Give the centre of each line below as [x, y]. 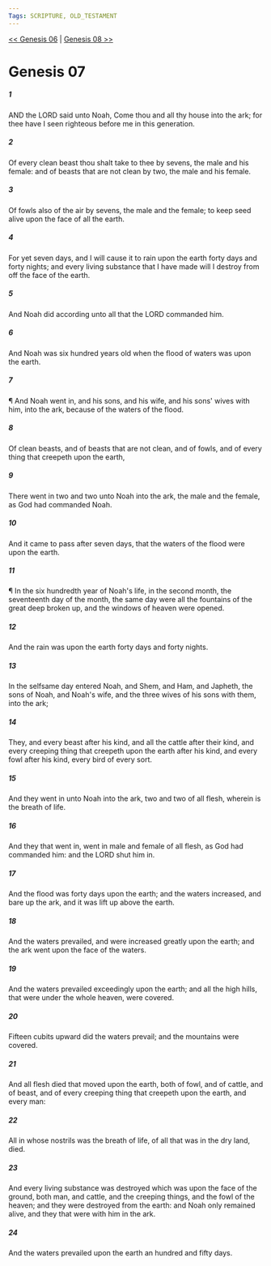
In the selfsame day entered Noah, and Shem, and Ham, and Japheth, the [131, 686]
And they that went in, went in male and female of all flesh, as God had [126, 846]
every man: [27, 1101]
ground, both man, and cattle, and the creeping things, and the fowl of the [131, 1197]
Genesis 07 [47, 72]
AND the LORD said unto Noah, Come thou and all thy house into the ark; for [135, 115]
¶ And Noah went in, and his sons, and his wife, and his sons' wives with [129, 400]
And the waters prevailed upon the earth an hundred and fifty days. [121, 1253]
